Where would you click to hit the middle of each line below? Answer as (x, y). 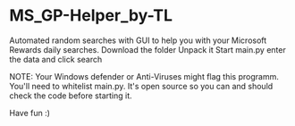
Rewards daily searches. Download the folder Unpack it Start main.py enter (147, 49)
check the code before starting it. (71, 96)
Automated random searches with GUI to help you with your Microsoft (138, 40)
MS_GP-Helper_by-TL (91, 16)
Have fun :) (30, 113)
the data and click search (56, 59)
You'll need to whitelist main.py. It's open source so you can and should (141, 86)
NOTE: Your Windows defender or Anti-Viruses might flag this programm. (144, 76)
